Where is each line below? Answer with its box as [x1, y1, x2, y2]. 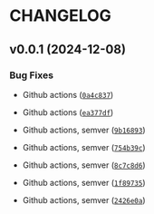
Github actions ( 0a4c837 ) [22, 89, 114, 100]
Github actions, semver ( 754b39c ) [22, 141, 147, 152]
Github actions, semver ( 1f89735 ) [22, 177, 147, 188]
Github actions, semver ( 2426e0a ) [22, 194, 147, 205]
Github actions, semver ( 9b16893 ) [22, 124, 147, 135]
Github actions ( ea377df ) [22, 106, 114, 118]
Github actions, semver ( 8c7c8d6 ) [22, 160, 147, 170]
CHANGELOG [9, 5, 111, 26]
